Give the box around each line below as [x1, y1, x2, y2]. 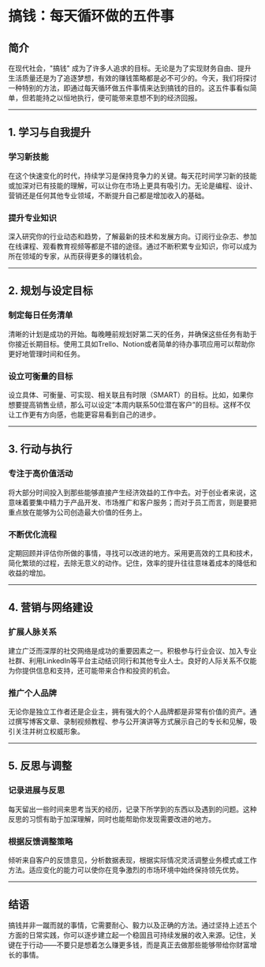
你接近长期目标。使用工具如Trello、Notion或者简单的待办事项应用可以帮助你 [8, 339, 256, 348]
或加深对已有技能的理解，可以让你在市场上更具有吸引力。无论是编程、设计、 [8, 181, 257, 190]
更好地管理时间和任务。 [8, 349, 84, 358]
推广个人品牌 [8, 688, 58, 699]
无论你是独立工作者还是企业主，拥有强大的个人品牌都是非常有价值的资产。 [8, 707, 250, 716]
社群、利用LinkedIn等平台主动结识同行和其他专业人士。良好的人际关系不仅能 [8, 656, 257, 665]
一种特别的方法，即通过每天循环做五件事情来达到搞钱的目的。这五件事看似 [8, 84, 250, 92]
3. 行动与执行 [8, 443, 73, 456]
